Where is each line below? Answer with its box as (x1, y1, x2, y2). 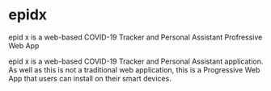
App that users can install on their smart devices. (8, 73, 171, 83)
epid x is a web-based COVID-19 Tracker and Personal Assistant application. (8, 56, 264, 66)
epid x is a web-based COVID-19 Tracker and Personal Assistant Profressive (8, 32, 263, 42)
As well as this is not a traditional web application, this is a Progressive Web (8, 64, 260, 74)
